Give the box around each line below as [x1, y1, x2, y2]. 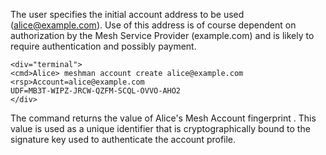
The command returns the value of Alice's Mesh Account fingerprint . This [10, 112, 317, 124]
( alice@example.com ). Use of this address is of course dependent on [10, 19, 297, 31]
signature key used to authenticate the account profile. [10, 134, 237, 145]
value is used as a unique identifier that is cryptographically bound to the [10, 123, 311, 134]
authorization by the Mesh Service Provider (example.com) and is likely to [10, 30, 315, 41]
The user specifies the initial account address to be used [10, 9, 245, 20]
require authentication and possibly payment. [10, 40, 197, 52]
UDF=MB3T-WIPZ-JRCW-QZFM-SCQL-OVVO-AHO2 [10, 86, 182, 96]
